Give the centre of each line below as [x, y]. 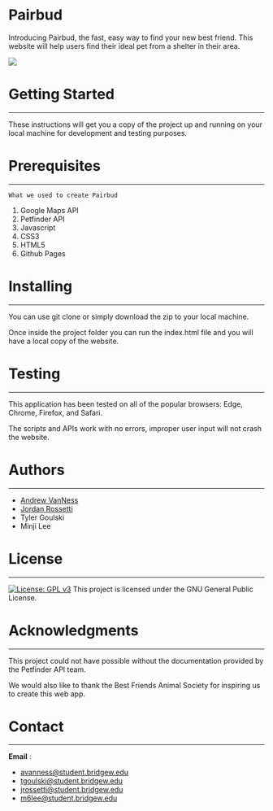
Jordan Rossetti [46, 508]
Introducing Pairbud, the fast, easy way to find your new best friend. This [131, 37]
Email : [20, 756]
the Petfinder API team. [48, 669]
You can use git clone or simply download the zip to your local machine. [129, 316]
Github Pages [43, 253]
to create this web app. [47, 694]
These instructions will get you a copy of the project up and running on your [135, 124]
